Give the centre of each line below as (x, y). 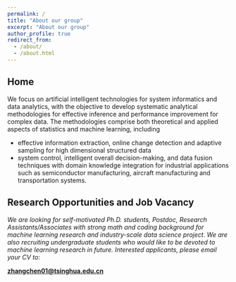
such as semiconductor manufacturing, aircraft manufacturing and (114, 172)
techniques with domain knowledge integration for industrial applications (123, 165)
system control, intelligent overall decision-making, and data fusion (115, 158)
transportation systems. (52, 180)
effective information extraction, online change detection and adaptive (119, 143)
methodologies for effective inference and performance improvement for (113, 114)
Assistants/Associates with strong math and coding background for (106, 227)
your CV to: (24, 257)
